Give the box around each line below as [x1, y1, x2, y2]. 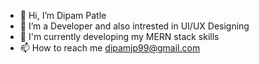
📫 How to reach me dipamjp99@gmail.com [19, 42, 201, 54]
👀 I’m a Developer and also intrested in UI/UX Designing [19, 20, 250, 32]
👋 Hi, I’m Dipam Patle [19, 10, 107, 21]
